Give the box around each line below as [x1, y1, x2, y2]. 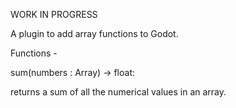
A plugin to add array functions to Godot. [10, 28, 179, 39]
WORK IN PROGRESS [10, 9, 98, 20]
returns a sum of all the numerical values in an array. [10, 86, 227, 98]
